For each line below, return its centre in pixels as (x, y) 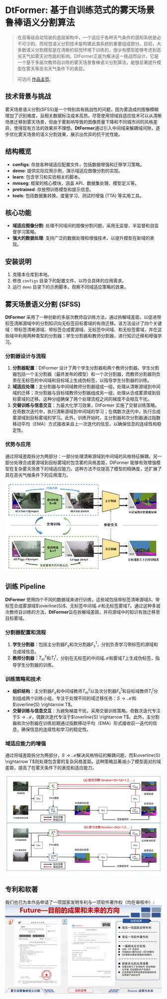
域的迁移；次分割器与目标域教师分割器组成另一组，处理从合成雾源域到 (84, 393)
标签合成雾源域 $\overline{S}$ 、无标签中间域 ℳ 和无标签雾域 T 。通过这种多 (81, 605)
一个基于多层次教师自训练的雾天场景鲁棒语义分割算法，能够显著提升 (87, 62)
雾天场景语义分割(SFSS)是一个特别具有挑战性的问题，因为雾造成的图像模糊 (82, 109)
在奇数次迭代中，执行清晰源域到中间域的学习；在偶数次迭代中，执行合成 (86, 412)
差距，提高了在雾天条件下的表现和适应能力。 (51, 768)
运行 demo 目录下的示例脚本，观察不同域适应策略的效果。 (70, 287)
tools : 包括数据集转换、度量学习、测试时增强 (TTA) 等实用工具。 (78, 195)
